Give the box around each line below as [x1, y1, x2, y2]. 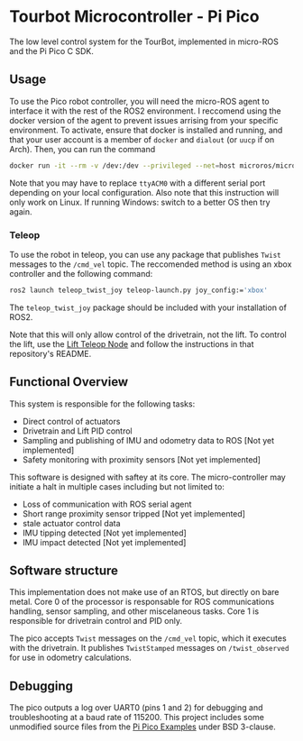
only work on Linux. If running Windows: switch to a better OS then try [9, 197, 271, 207]
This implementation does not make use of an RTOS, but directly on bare [9, 587, 280, 598]
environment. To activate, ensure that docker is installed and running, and [9, 124, 283, 135]
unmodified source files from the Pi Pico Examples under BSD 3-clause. [9, 721, 277, 732]
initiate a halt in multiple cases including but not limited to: [9, 480, 225, 492]
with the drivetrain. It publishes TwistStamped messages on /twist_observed [9, 643, 289, 654]
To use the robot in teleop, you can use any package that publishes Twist [9, 249, 281, 260]
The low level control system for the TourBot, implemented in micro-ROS [9, 36, 280, 47]
